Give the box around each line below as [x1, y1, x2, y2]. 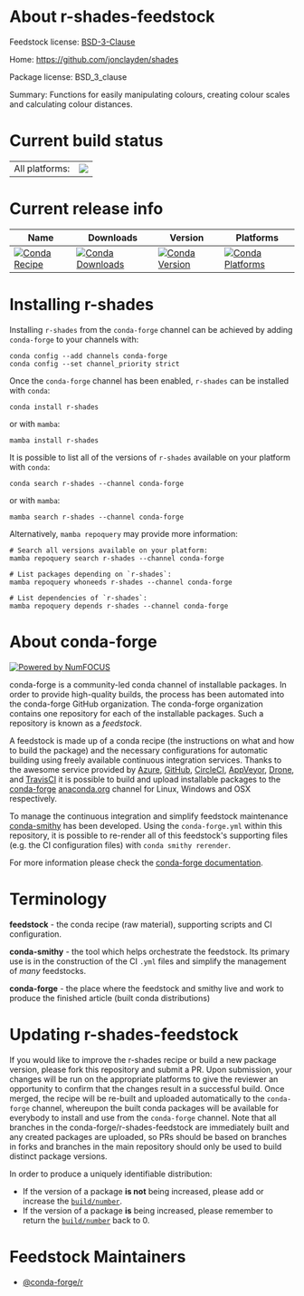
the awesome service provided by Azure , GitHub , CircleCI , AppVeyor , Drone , [9, 764, 295, 775]
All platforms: [14, 161, 71, 174]
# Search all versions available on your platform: [9, 546, 208, 555]
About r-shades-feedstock [9, 6, 215, 27]
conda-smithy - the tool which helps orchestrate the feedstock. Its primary [9, 946, 290, 957]
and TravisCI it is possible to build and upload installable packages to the [9, 774, 281, 784]
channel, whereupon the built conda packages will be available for [31, 1102, 279, 1113]
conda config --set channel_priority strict [9, 359, 180, 368]
